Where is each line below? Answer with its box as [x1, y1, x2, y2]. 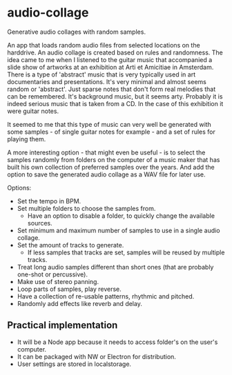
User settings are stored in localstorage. [17, 360, 132, 368]
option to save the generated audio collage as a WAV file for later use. [7, 170, 206, 179]
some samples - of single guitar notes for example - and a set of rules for [7, 128, 216, 136]
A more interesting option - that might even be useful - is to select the [7, 148, 206, 156]
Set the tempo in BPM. [17, 196, 81, 205]
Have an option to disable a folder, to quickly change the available [27, 212, 215, 220]
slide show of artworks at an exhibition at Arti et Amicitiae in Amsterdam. [7, 63, 214, 71]
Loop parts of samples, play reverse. [17, 285, 122, 293]
